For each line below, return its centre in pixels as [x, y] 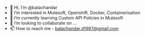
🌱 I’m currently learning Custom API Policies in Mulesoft [66, 18]
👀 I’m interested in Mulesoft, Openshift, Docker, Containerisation [75, 13]
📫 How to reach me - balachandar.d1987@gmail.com [64, 28]
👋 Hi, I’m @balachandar [34, 8]
